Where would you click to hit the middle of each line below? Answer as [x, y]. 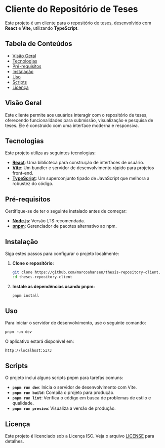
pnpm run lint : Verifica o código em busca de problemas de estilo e [82, 398]
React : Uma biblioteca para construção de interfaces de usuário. [78, 163]
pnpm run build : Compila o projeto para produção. [63, 392]
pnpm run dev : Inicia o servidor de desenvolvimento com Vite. [75, 387]
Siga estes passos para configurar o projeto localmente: [62, 254]
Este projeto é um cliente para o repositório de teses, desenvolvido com [78, 23]
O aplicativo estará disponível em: [40, 341]
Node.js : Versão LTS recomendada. [49, 221]
